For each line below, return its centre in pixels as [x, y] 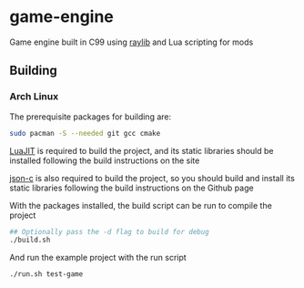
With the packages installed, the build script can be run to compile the [141, 205]
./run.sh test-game [46, 274]
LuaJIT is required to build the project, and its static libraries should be [142, 150]
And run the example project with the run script [98, 258]
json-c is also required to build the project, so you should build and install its [152, 178]
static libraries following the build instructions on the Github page [132, 188]
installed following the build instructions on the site [105, 160]
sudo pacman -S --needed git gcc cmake [85, 133]
